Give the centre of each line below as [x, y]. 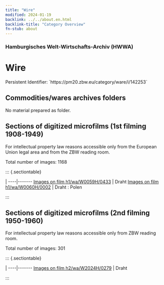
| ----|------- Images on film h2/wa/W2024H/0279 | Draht [66, 268]
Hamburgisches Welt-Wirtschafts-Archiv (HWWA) [69, 47]
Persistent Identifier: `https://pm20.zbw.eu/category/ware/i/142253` [76, 82]
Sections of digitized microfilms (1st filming [76, 126]
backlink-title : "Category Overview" [45, 24]
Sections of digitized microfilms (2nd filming [77, 213]
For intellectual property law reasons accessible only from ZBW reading [81, 233]
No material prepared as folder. [38, 110]
